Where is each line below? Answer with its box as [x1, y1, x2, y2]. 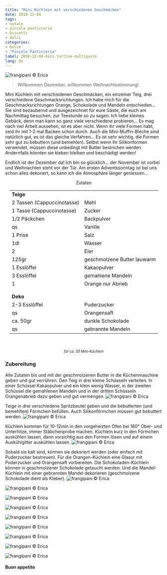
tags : [5, 16, 16, 21]
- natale [5, 21, 23, 26]
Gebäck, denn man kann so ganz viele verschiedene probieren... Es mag [5, 118, 154, 124]
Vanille [84, 223, 100, 230]
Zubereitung [5, 361, 36, 368]
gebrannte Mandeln [84, 326, 131, 333]
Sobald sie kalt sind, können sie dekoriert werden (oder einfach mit [5, 449, 143, 455]
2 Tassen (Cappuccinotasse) [11, 199, 80, 206]
